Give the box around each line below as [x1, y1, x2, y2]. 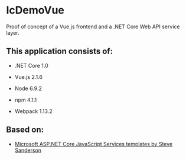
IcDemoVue [6, 4, 65, 17]
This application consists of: [6, 47, 113, 57]
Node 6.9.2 [14, 85, 43, 92]
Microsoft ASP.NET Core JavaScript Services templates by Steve [14, 140, 173, 147]
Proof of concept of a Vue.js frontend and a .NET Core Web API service [6, 23, 180, 30]
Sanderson [14, 147, 41, 154]
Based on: [6, 125, 44, 135]
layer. [6, 29, 19, 36]
